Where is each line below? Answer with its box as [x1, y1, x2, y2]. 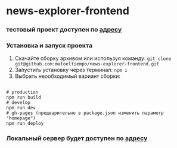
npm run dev [6, 105, 36, 111]
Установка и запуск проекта [6, 42, 93, 50]
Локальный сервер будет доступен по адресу [6, 134, 148, 143]
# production [6, 89, 39, 96]
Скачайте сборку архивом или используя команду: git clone [14, 55, 172, 62]
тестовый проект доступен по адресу [6, 26, 122, 34]
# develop [6, 100, 31, 106]
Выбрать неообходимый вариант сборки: [14, 73, 121, 80]
